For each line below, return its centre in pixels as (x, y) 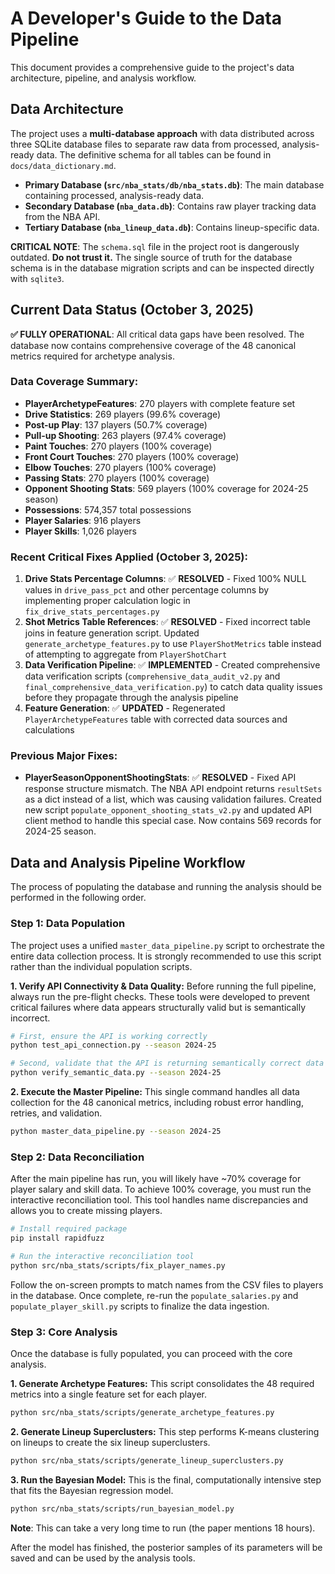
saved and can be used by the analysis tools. (103, 1558)
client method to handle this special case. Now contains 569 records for (173, 821)
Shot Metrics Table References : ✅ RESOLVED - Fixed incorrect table (167, 622)
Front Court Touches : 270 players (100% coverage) (132, 456)
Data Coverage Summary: (74, 382)
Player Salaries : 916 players (83, 520)
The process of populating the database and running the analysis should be (166, 887)
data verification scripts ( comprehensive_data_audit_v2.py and (152, 676)
